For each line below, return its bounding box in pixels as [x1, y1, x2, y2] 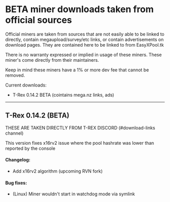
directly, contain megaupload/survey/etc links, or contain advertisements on [5, 36, 164, 43]
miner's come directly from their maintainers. [5, 57, 99, 63]
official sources [5, 14, 72, 26]
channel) [5, 130, 24, 136]
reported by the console [5, 145, 56, 151]
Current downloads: [5, 82, 47, 88]
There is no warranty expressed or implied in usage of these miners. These [5, 52, 162, 58]
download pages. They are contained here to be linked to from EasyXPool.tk [5, 42, 164, 48]
